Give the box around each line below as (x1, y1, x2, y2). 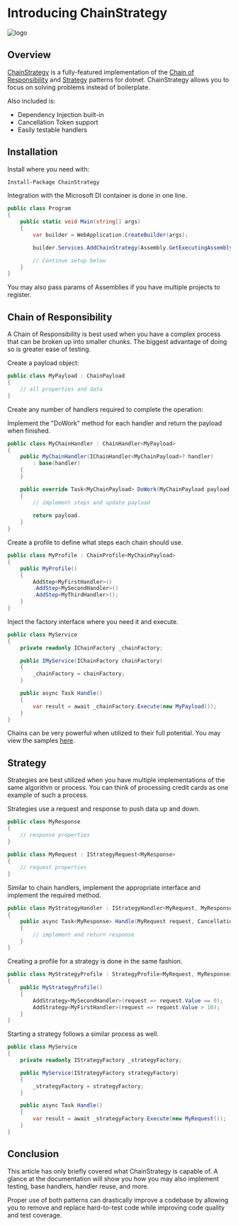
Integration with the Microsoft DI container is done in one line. (7, 191, 188, 200)
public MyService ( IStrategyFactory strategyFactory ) (20, 1069, 179, 1076)
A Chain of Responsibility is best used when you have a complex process (7, 330, 221, 338)
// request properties (20, 864, 87, 871)
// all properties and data (20, 385, 103, 393)
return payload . (33, 512, 81, 519)
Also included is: (7, 96, 56, 105)
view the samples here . (7, 736, 76, 745)
